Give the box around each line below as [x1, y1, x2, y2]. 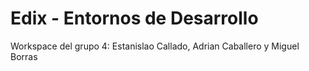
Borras [10, 50, 38, 62]
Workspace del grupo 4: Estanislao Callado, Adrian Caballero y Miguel [10, 40, 300, 52]
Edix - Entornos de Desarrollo [10, 7, 259, 30]
